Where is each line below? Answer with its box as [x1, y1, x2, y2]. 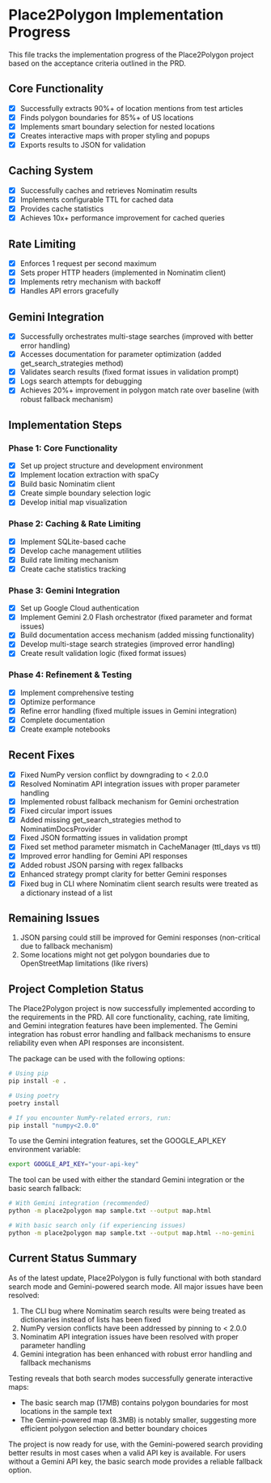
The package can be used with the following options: [8, 1054, 185, 1064]
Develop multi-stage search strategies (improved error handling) [19, 639, 235, 649]
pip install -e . [8, 1077, 67, 1086]
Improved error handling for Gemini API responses [19, 851, 188, 861]
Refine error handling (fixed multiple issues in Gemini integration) [19, 705, 237, 715]
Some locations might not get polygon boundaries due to [19, 950, 210, 960]
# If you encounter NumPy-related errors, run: [8, 1113, 172, 1122]
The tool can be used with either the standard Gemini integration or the [8, 1175, 245, 1185]
